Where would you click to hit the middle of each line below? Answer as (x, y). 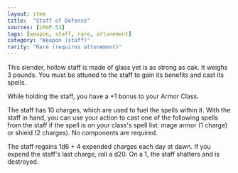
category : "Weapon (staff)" (49, 41)
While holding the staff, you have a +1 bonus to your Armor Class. (103, 96)
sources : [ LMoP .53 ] (36, 27)
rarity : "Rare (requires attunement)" (65, 47)
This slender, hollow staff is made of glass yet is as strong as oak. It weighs (118, 67)
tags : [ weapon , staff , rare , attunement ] (70, 34)
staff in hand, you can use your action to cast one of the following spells (113, 117)
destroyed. (23, 162)
